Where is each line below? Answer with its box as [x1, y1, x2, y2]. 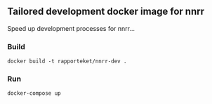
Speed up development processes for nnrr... [7, 24, 135, 32]
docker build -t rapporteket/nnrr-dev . [7, 58, 128, 65]
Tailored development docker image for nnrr [7, 6, 205, 18]
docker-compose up [7, 90, 61, 97]
